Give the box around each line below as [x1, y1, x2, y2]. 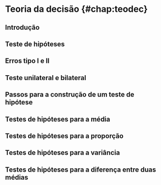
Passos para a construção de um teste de [5, 91, 134, 99]
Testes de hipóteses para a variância [5, 148, 120, 157]
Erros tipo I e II [5, 57, 50, 65]
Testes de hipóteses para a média [5, 115, 111, 123]
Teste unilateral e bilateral [5, 73, 86, 82]
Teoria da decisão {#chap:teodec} [5, 3, 148, 15]
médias [5, 173, 29, 182]
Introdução [5, 23, 40, 32]
